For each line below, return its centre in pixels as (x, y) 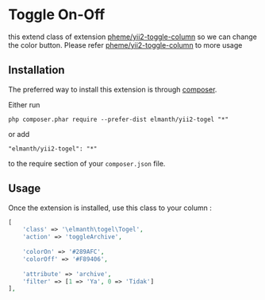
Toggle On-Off (57, 15)
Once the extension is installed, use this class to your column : (110, 208)
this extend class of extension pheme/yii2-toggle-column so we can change (133, 37)
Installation (36, 70)
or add (19, 134)
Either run (24, 104)
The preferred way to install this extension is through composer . (113, 89)
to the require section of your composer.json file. (87, 163)
